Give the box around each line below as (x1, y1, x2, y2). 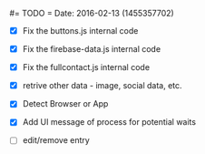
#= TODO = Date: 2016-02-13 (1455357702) (9, 8, 174, 18)
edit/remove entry (22, 135, 91, 146)
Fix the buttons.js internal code (22, 26, 139, 36)
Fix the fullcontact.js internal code (22, 62, 151, 73)
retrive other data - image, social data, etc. (22, 80, 183, 91)
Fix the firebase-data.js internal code (22, 44, 161, 55)
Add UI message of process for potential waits (22, 117, 197, 128)
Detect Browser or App (22, 98, 109, 109)
